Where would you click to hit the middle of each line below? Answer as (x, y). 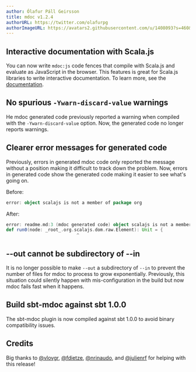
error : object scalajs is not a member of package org (74, 203)
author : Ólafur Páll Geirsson (43, 11)
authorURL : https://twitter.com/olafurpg (57, 22)
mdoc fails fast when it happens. (45, 286)
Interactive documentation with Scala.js (80, 51)
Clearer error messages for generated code (87, 148)
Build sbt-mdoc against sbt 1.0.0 (66, 305)
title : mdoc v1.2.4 (30, 17)
